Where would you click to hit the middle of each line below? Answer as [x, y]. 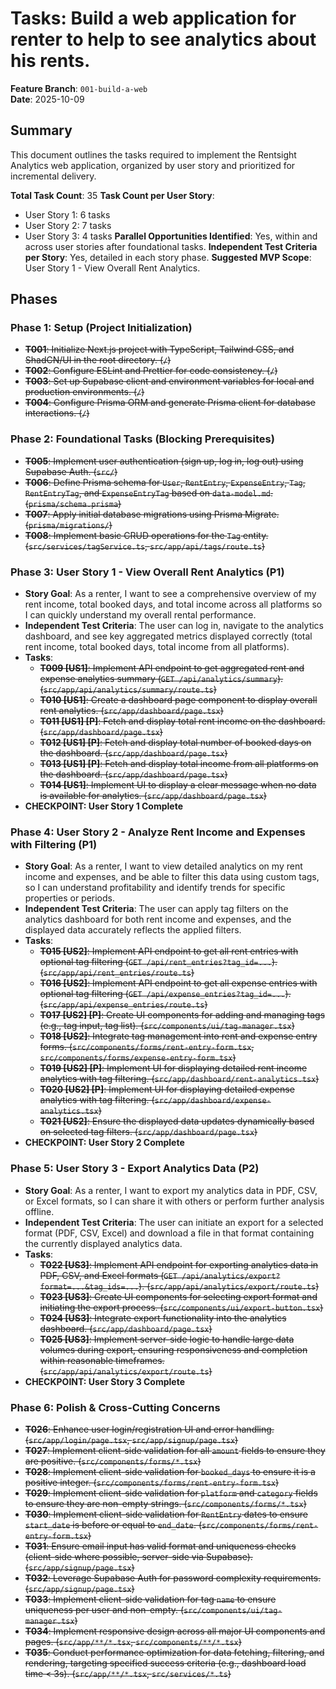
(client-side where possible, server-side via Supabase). [138, 1556]
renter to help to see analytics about [163, 39]
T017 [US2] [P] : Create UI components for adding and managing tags [182, 1015]
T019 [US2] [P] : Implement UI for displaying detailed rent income [173, 1068]
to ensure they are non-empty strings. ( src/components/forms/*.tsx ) [165, 1503]
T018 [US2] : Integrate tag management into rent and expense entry [178, 1036]
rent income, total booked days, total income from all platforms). [157, 647]
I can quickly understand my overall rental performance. [140, 615]
